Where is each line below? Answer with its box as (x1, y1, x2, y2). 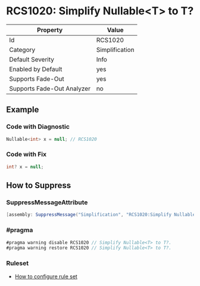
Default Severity (9, 55, 55, 63)
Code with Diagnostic (6, 122, 70, 131)
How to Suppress (6, 180, 71, 190)
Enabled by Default (9, 64, 62, 73)
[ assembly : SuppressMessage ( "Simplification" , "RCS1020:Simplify (6, 212, 171, 218)
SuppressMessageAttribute (6, 198, 88, 207)
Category (9, 45, 36, 54)
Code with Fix (6, 150, 47, 159)
